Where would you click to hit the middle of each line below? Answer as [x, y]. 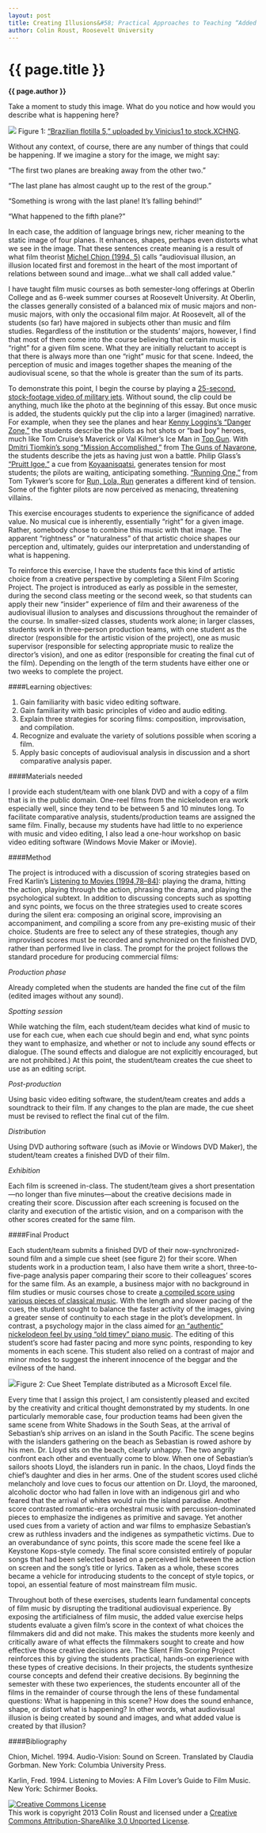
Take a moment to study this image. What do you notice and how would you [132, 107]
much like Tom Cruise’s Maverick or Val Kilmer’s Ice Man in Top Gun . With [128, 439]
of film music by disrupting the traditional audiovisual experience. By [120, 1608]
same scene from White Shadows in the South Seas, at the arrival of [120, 1425]
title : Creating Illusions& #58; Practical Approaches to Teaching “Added [133, 23]
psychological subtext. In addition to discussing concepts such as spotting [130, 898]
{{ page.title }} [57, 69]
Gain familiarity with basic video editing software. [100, 702]
